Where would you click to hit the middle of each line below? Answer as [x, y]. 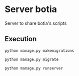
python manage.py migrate [31, 59]
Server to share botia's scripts [36, 23]
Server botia [31, 9]
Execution [21, 39]
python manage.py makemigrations [39, 51]
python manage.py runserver [34, 68]
